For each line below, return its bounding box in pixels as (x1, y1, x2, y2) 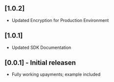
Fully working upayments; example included (11, 71, 101, 78)
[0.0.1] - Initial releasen (4, 59, 76, 67)
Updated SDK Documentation (11, 44, 71, 50)
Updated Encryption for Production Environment (11, 17, 109, 23)
